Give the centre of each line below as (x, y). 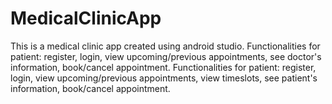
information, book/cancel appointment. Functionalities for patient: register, (163, 67)
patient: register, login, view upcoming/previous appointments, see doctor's (166, 56)
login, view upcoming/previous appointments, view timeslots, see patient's (164, 78)
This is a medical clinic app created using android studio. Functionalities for (165, 46)
